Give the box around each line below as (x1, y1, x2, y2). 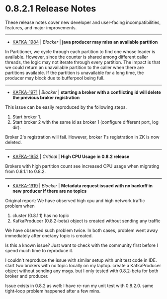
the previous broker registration (12, 94, 80, 100)
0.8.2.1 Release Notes (5, 3, 96, 14)
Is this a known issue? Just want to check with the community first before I (5, 242, 158, 248)
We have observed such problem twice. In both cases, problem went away (5, 227, 158, 233)
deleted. (5, 139, 22, 145)
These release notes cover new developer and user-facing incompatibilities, (5, 19, 161, 25)
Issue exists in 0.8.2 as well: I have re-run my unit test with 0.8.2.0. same (5, 283, 154, 289)
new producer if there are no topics (12, 188, 87, 194)
